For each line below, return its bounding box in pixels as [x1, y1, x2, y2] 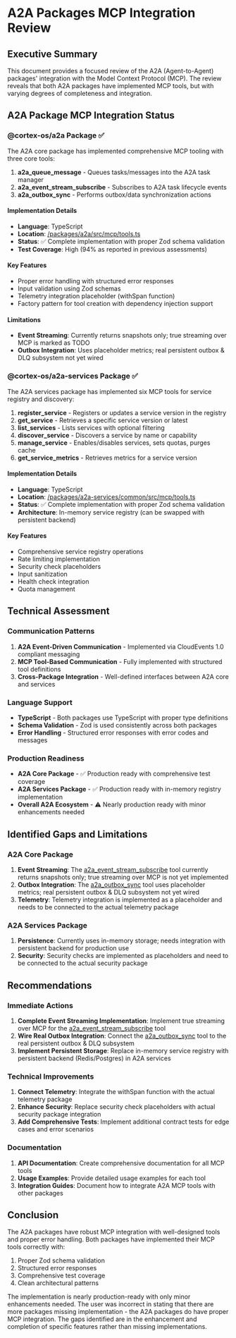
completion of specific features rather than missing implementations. [7, 1322, 208, 1331]
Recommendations [7, 979, 92, 991]
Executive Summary [7, 48, 98, 60]
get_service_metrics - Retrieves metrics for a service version [17, 453, 197, 462]
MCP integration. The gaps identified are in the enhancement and [7, 1315, 197, 1323]
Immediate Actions [7, 1000, 74, 1010]
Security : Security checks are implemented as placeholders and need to [17, 952, 229, 960]
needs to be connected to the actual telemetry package [17, 902, 179, 911]
